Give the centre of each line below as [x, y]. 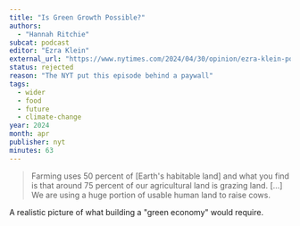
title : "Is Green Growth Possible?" [77, 17]
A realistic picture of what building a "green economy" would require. [137, 212]
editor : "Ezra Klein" [50, 51]
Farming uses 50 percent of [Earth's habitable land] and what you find [160, 176]
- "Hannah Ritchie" [54, 34]
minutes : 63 [31, 150]
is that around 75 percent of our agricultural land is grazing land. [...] [157, 185]
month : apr [29, 134]
